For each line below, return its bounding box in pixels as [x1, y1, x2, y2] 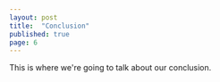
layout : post [9, 12, 58, 22]
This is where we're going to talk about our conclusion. [9, 62, 212, 73]
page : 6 [9, 37, 38, 47]
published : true [9, 29, 70, 38]
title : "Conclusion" [9, 21, 90, 30]
